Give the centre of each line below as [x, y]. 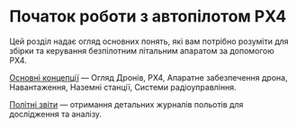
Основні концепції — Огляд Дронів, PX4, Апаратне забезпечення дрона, [148, 77]
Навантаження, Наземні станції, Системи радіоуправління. [123, 87]
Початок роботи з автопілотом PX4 [148, 17]
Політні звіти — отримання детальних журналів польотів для [126, 104]
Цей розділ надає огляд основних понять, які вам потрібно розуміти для [149, 41]
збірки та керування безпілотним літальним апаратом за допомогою [142, 50]
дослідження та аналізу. [55, 114]
